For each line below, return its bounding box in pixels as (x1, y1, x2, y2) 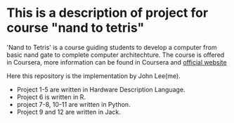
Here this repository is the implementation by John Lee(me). (6, 72, 181, 80)
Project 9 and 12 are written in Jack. (16, 108, 121, 116)
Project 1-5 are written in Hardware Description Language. (16, 85, 186, 93)
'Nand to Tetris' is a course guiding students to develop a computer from (6, 43, 217, 51)
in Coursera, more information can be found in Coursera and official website (6, 58, 227, 66)
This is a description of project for (6, 5, 209, 21)
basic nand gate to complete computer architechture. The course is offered (6, 51, 225, 59)
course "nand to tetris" (6, 20, 145, 36)
